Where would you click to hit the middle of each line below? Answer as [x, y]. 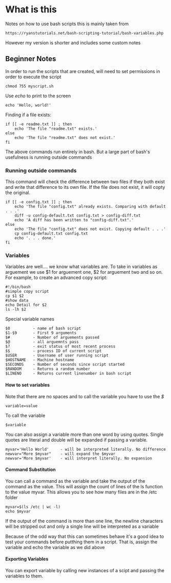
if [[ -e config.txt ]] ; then [39, 202]
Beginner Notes [31, 59]
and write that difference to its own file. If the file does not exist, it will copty [85, 187]
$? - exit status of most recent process [60, 347]
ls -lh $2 [16, 310]
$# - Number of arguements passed [52, 338]
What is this [31, 10]
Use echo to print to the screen [38, 96]
